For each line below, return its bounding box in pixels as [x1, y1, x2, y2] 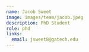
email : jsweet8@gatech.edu [11, 36, 78, 42]
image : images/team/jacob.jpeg [6, 14, 84, 20]
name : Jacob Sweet [6, 8, 52, 15]
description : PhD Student [6, 20, 70, 26]
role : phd [6, 25, 31, 32]
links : [6, 31, 23, 37]
